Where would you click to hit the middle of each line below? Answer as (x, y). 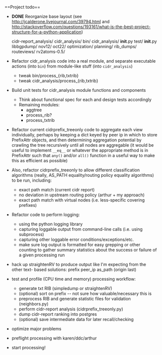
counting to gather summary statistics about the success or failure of (88, 250)
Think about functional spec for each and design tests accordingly (85, 100)
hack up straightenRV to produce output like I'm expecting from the (79, 264)
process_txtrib (40, 120)
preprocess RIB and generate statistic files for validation (75, 299)
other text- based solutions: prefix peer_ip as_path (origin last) (74, 270)
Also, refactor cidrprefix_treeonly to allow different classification (76, 170)
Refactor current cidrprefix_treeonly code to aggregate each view (77, 130)
